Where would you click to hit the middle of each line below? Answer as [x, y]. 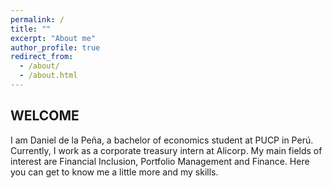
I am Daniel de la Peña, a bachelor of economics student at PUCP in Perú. [162, 140]
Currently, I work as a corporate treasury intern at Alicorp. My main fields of [166, 150]
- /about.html [48, 76]
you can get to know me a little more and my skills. [114, 172]
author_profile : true [55, 47]
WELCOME [45, 116]
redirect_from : [42, 57]
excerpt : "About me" [53, 38]
